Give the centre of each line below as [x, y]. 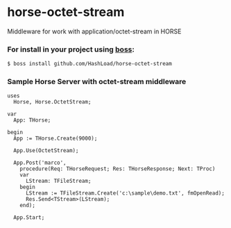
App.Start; [29, 218]
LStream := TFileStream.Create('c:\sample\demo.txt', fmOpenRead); [125, 193]
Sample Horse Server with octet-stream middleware [97, 82]
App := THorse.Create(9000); [55, 139]
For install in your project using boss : [71, 49]
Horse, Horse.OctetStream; [52, 102]
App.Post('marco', [40, 163]
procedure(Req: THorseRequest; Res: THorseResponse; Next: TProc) [118, 169]
